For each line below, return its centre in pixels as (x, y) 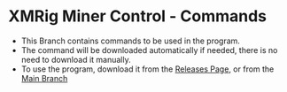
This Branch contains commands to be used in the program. (131, 41)
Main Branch (44, 78)
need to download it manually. (76, 59)
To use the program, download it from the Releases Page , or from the (147, 69)
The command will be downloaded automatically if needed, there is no (149, 50)
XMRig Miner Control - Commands (138, 16)
